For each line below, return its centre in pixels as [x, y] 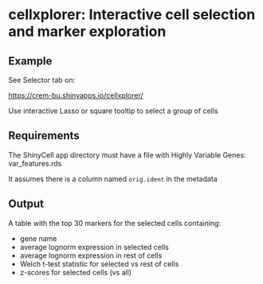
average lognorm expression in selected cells [94, 247]
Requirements [44, 136]
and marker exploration [87, 31]
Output [26, 204]
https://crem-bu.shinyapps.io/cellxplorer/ [76, 95]
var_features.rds [35, 163]
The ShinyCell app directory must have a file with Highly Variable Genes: [127, 155]
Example [30, 61]
